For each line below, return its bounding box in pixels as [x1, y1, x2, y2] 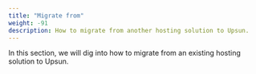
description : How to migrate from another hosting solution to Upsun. [8, 26, 250, 34]
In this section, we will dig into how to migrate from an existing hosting [8, 49, 241, 58]
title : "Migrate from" [8, 11, 84, 20]
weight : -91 [8, 19, 48, 27]
